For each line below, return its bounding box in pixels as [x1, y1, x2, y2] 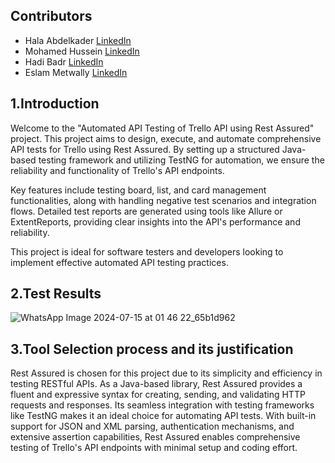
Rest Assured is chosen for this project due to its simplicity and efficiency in [10, 367, 323, 379]
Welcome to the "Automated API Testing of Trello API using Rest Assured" [10, 122, 315, 134]
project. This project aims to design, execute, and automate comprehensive [10, 132, 322, 144]
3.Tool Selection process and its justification [10, 340, 294, 358]
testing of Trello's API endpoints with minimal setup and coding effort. [10, 442, 298, 454]
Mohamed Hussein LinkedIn [24, 45, 140, 57]
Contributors [10, 8, 93, 25]
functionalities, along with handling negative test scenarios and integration [10, 194, 317, 206]
